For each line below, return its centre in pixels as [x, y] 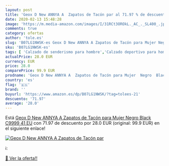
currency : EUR [20, 61]
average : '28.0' [22, 104]
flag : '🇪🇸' [18, 85]
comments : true [21, 29]
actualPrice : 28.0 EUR [29, 57]
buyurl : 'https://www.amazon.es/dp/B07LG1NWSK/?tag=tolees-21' [73, 94]
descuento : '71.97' [26, 99]
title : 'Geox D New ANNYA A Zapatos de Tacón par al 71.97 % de [75, 15]
